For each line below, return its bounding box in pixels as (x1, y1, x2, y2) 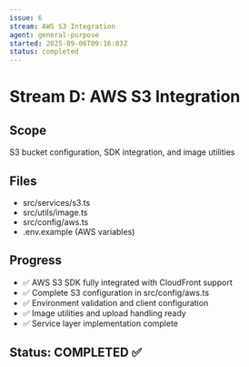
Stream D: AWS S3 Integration (9, 87, 241, 107)
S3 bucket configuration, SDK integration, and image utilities (9, 147, 235, 158)
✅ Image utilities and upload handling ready (22, 307, 186, 319)
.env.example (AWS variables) (22, 226, 135, 237)
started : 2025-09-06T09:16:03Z (9, 38, 128, 48)
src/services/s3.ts (22, 197, 91, 208)
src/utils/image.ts (22, 207, 88, 218)
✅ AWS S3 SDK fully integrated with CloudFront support (22, 277, 234, 288)
